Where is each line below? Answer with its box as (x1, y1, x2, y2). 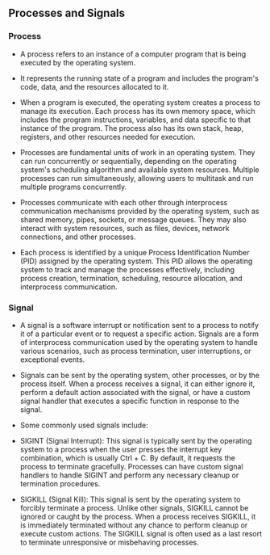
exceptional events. (19, 355, 85, 364)
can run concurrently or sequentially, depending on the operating (19, 156, 237, 166)
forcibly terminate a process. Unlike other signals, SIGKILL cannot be (19, 502, 249, 512)
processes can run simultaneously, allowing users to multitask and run (19, 173, 254, 183)
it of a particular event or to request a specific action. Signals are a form (19, 329, 260, 338)
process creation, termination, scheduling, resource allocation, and (19, 273, 243, 283)
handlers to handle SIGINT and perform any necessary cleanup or (19, 470, 239, 480)
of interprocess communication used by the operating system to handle (19, 337, 258, 347)
